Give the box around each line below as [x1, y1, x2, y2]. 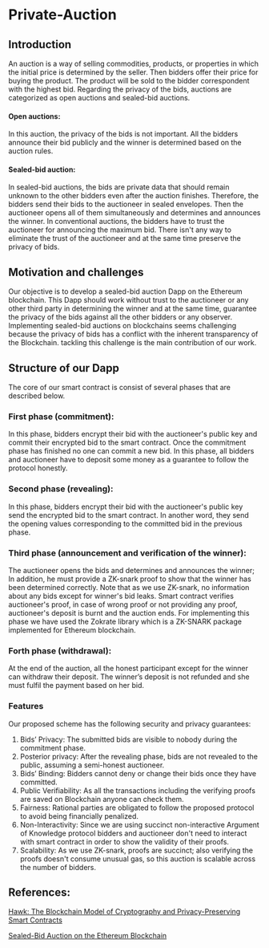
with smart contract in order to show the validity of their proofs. [19, 836, 230, 846]
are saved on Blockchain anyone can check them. [19, 794, 184, 804]
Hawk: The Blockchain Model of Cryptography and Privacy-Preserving [8, 907, 241, 917]
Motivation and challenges [8, 265, 144, 279]
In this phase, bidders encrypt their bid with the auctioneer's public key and [8, 429, 258, 439]
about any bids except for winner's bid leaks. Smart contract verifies [8, 591, 235, 600]
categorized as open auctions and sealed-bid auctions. [8, 93, 191, 102]
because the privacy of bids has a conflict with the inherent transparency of [8, 329, 259, 339]
